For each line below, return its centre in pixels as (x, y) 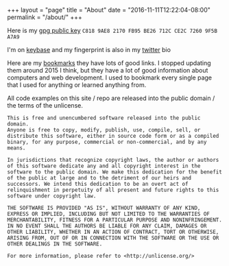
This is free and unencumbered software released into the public (104, 118)
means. (16, 148)
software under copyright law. (52, 196)
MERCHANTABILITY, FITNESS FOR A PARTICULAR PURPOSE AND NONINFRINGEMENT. (115, 220)
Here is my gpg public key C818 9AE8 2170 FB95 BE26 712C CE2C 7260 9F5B (112, 31)
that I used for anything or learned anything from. (77, 85)
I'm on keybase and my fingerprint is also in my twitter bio (89, 50)
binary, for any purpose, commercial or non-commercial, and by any (107, 142)
